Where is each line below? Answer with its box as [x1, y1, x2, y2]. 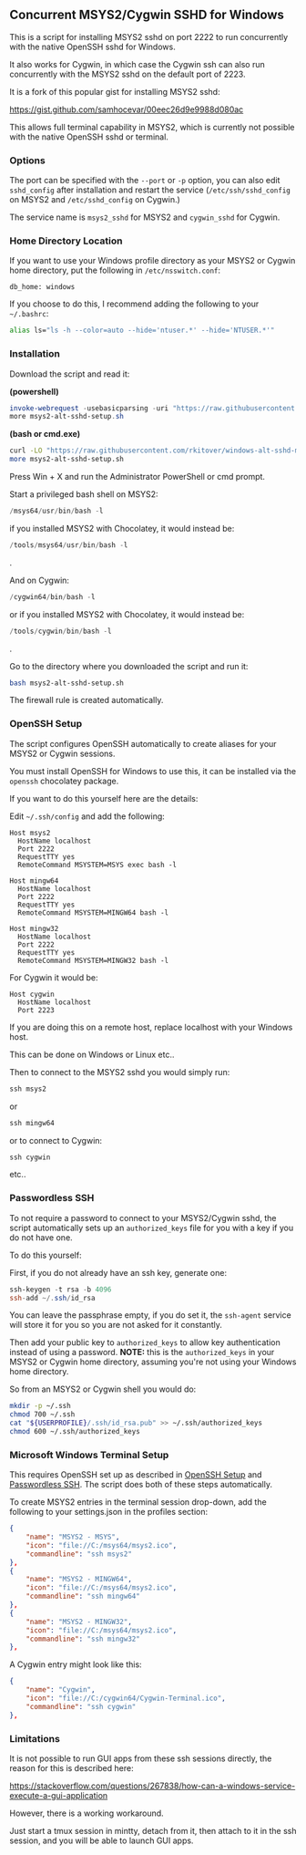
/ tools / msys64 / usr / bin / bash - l [9, 540, 128, 550]
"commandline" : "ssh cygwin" [25, 1702, 137, 1711]
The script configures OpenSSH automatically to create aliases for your [9, 738, 277, 749]
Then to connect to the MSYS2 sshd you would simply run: [9, 1066, 230, 1077]
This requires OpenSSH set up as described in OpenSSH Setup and [9, 1469, 262, 1480]
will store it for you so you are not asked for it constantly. [9, 1320, 223, 1331]
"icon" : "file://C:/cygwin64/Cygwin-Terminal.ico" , [25, 1694, 226, 1704]
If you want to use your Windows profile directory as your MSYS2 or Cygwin [9, 255, 296, 266]
